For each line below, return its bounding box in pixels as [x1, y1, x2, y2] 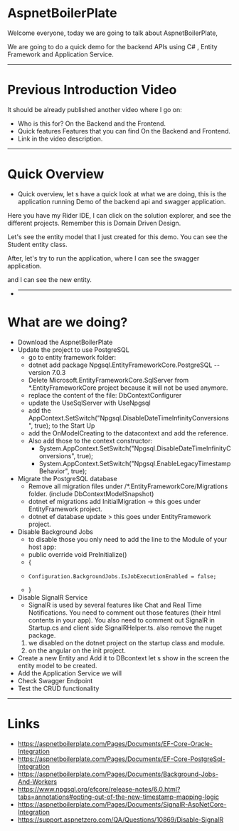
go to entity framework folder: [28, 353, 117, 361]
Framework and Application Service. [7, 50, 114, 59]
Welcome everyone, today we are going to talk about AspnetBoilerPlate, [7, 29, 218, 37]
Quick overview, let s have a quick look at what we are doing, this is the [17, 189, 227, 198]
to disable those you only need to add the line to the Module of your [28, 535, 228, 543]
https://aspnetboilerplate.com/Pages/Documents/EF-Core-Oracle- [17, 739, 213, 747]
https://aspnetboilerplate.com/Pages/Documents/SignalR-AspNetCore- [17, 800, 227, 808]
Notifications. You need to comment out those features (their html [28, 608, 221, 617]
